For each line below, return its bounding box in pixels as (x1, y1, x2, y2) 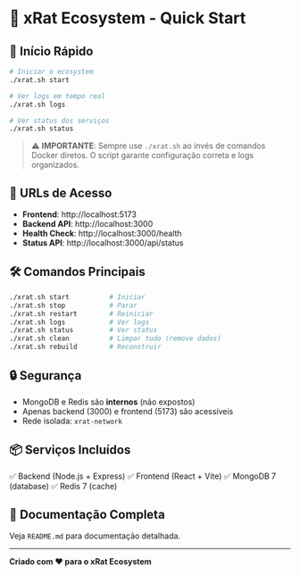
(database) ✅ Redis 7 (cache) (9, 480, 118, 491)
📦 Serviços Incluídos (9, 442, 131, 458)
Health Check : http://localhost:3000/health (21, 228, 182, 239)
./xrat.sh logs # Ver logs (9, 317, 150, 327)
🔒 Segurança (9, 368, 82, 383)
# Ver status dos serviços (9, 116, 110, 125)
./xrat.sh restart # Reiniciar (9, 309, 154, 318)
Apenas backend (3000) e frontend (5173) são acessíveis (21, 405, 234, 416)
